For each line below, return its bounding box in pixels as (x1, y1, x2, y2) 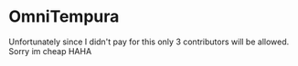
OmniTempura (8, 6, 120, 27)
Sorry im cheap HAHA (8, 45, 92, 56)
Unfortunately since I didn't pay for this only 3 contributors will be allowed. (8, 36, 290, 47)
